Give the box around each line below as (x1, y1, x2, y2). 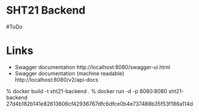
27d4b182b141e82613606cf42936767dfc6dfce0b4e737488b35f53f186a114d (6, 100, 193, 107)
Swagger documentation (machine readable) (14, 69, 125, 77)
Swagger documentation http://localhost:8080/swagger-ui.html (14, 63, 170, 71)
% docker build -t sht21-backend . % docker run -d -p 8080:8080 (6, 87, 168, 95)
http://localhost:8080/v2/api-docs (14, 76, 99, 83)
